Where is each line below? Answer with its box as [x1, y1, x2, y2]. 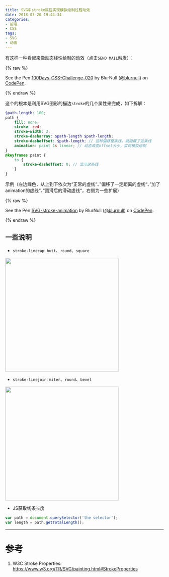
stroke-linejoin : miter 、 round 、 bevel [12, 376, 92, 382]
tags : [5, 31, 17, 36]
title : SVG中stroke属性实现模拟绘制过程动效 [5, 7, 91, 13]
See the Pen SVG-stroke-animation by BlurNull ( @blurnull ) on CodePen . [5, 208, 154, 213]
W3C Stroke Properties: [12, 560, 62, 566]
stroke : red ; [14, 124, 42, 129]
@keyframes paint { [5, 153, 46, 158]
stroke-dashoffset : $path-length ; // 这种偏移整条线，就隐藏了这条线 [14, 138, 152, 143]
